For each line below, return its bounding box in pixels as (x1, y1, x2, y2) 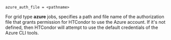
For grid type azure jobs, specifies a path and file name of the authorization (5, 14, 164, 20)
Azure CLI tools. (5, 30, 39, 35)
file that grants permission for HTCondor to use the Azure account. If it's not (5, 19, 166, 25)
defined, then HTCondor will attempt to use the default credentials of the (5, 24, 158, 30)
